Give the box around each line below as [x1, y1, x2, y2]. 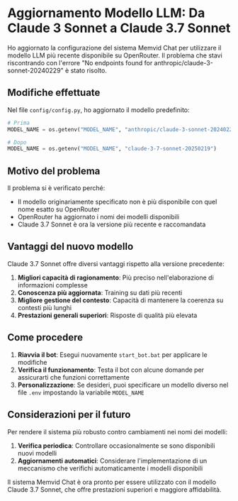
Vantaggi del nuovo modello [7, 241, 134, 253]
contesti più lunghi [17, 303, 72, 312]
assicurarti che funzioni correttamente [17, 373, 130, 381]
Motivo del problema [7, 165, 101, 177]
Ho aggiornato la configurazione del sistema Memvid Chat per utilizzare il [7, 43, 222, 52]
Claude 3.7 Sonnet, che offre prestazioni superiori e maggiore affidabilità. [7, 485, 222, 494]
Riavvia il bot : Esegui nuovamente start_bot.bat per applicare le [17, 350, 208, 359]
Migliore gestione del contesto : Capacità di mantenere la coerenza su [17, 296, 224, 304]
